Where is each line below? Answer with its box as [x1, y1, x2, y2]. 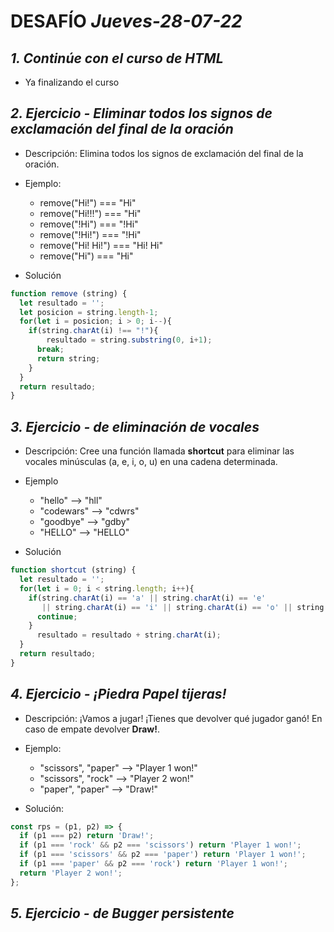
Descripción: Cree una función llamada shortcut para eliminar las [24, 445, 295, 457]
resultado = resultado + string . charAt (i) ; [36, 630, 222, 640]
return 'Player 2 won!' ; [19, 868, 123, 878]
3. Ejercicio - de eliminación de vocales [10, 418, 260, 435]
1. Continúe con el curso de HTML [10, 50, 224, 67]
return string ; [36, 353, 101, 364]
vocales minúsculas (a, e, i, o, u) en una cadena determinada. [24, 456, 278, 468]
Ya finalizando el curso [24, 76, 120, 88]
